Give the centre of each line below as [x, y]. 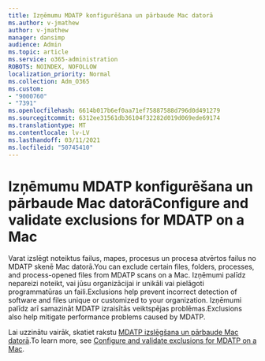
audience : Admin [35, 45]
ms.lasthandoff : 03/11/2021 [54, 140]
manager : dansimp [37, 37]
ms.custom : [26, 89]
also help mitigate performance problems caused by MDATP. [107, 317]
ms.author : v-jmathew [44, 23]
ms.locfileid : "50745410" [50, 147]
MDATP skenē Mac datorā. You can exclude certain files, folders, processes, [131, 267]
